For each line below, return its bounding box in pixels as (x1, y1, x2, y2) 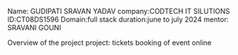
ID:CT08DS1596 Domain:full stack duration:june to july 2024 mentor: (7, 15, 229, 24)
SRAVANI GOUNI (7, 23, 62, 32)
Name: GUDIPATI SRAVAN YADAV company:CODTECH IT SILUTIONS (7, 7, 230, 15)
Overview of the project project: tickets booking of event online (7, 38, 212, 47)
